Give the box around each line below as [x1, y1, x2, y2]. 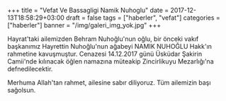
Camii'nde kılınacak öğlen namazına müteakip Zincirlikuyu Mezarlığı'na [7, 57, 214, 66]
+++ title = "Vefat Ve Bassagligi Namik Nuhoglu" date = [7, 6, 169, 14]
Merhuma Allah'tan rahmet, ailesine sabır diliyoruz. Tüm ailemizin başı [7, 78, 211, 87]
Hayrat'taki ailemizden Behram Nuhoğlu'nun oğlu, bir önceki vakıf [7, 35, 199, 43]
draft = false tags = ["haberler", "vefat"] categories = [66, 13, 221, 22]
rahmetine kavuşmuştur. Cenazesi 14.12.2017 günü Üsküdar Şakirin [7, 49, 203, 58]
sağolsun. [7, 86, 36, 94]
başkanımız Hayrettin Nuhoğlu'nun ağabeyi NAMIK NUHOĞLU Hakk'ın [7, 42, 213, 50]
